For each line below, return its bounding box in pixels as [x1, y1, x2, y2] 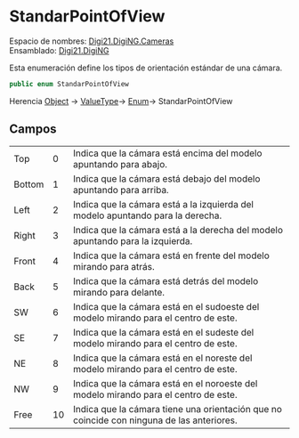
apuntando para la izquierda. [72, 234, 193, 247]
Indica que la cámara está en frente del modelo [72, 249, 270, 262]
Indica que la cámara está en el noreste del [72, 352, 253, 364]
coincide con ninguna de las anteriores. [72, 414, 238, 426]
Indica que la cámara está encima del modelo [72, 147, 263, 159]
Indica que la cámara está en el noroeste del [72, 377, 258, 389]
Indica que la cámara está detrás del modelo [72, 274, 259, 287]
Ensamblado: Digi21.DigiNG [9, 45, 109, 55]
